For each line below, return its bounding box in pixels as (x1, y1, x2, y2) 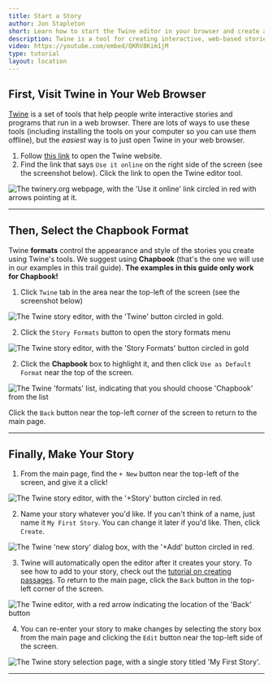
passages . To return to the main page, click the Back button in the (19, 575, 239, 585)
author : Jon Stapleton (8, 20, 85, 28)
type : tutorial (8, 50, 60, 58)
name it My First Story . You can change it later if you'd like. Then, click (19, 518, 261, 527)
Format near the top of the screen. (19, 367, 134, 377)
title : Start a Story (8, 11, 82, 20)
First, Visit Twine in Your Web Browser (8, 87, 206, 102)
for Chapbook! (8, 271, 58, 281)
